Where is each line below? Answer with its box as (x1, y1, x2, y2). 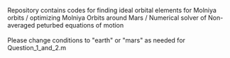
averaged (7, 21, 35, 29)
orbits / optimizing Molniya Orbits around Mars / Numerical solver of (7, 13, 207, 22)
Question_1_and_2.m (7, 44, 67, 52)
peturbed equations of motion (36, 21, 124, 29)
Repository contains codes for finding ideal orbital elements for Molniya (7, 6, 217, 14)
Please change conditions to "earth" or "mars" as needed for (7, 36, 186, 45)
